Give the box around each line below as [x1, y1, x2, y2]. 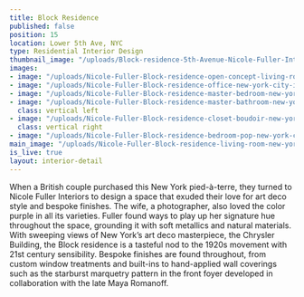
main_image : [9, 139, 54, 148]
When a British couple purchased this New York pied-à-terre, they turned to [9, 181, 292, 192]
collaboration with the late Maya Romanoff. [9, 277, 169, 288]
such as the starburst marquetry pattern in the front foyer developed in [9, 268, 273, 279]
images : [9, 64, 39, 73]
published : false [9, 22, 75, 31]
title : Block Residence [9, 13, 100, 23]
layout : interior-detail [9, 156, 103, 166]
